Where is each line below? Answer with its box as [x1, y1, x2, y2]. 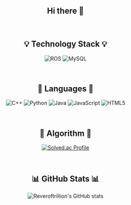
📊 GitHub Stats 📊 [32, 173, 99, 184]
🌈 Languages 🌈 [37, 84, 94, 94]
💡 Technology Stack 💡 [24, 39, 107, 49]
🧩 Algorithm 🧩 [39, 128, 92, 138]
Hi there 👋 [46, 6, 85, 16]
